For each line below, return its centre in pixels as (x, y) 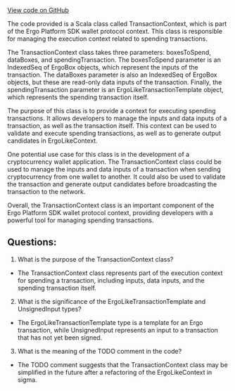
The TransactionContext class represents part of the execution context (120, 273)
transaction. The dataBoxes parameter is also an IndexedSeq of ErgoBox (112, 75)
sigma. (27, 380)
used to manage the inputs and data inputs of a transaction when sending (114, 169)
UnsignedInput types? (50, 309)
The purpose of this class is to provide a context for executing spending (112, 111)
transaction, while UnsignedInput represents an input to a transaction (118, 330)
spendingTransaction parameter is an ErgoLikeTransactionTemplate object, (115, 90)
